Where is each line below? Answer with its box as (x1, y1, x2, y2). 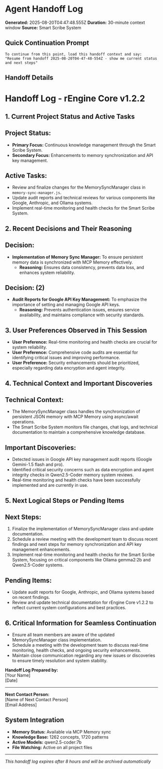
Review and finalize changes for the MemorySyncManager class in (12, 184, 146, 191)
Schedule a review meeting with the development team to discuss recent (12, 536, 158, 542)
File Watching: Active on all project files (12, 744, 93, 750)
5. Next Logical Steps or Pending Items (5, 496, 125, 505)
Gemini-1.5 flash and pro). (12, 461, 64, 467)
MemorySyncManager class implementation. (12, 637, 102, 643)
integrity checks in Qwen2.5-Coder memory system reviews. (12, 472, 134, 478)
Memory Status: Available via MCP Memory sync (12, 729, 112, 734)
